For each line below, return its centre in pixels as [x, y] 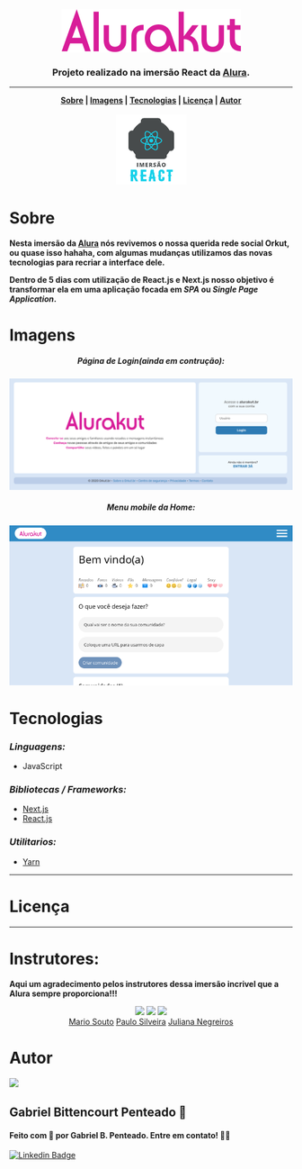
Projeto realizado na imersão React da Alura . [151, 72]
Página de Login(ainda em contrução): [151, 361]
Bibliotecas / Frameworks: [68, 790]
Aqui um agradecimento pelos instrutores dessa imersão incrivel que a [144, 983]
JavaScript [42, 766]
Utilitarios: [33, 842]
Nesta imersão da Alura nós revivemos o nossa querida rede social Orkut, [150, 243]
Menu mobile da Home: [151, 507]
